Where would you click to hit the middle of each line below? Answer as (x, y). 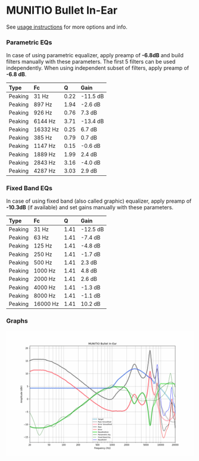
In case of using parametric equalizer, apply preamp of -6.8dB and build (95, 55)
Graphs (17, 321)
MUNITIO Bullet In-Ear (62, 10)
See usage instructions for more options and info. (67, 27)
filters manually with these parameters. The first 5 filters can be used (91, 62)
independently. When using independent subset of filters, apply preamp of (98, 68)
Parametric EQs (29, 42)
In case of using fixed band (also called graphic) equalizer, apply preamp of (99, 201)
